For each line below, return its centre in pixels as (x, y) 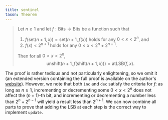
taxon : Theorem (21, 14)
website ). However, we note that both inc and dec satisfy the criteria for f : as (84, 84)
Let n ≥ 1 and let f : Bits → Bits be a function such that (73, 28)
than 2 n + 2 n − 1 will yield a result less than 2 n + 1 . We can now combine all (81, 101)
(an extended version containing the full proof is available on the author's (81, 78)
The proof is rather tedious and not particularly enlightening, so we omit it (81, 73)
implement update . (24, 112)
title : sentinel (22, 10)
